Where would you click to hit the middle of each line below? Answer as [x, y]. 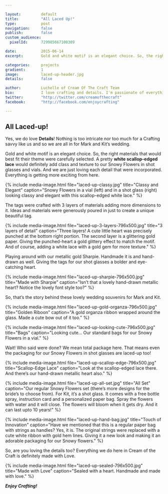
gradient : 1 [24, 70]
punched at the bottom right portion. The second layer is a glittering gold [80, 236]
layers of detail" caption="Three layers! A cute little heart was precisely [79, 231]
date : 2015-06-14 [34, 51]
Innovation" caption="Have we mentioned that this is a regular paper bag [80, 425]
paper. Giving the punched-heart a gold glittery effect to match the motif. [80, 242]
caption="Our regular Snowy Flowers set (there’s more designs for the [77, 389]
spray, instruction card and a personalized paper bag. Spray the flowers [79, 399]
